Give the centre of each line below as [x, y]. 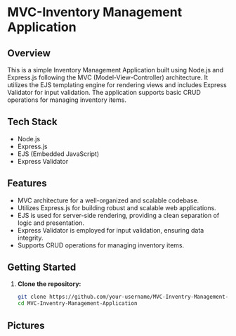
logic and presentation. [51, 223]
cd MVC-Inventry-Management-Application [77, 304]
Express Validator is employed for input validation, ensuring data [111, 230]
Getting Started [42, 267]
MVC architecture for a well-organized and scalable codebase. [108, 200]
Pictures [26, 325]
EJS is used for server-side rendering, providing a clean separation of [118, 215]
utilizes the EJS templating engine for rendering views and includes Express [117, 85]
